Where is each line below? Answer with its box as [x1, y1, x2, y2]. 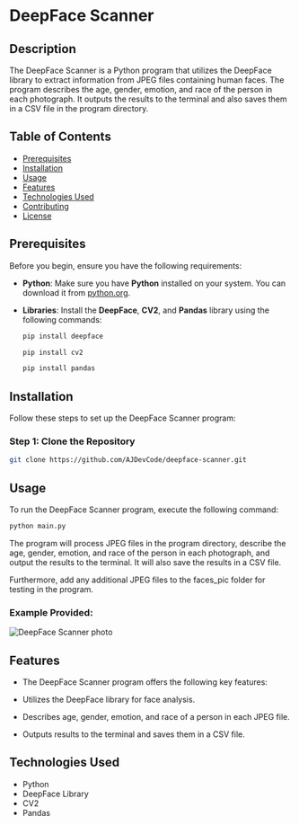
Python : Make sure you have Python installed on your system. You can [22, 278, 286, 288]
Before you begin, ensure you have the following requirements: [9, 260, 242, 271]
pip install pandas [22, 364, 96, 373]
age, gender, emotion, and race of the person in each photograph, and [9, 547, 270, 558]
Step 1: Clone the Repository [9, 435, 136, 448]
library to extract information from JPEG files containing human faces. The [9, 75, 285, 85]
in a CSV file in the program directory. [9, 103, 149, 113]
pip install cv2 [22, 348, 84, 357]
